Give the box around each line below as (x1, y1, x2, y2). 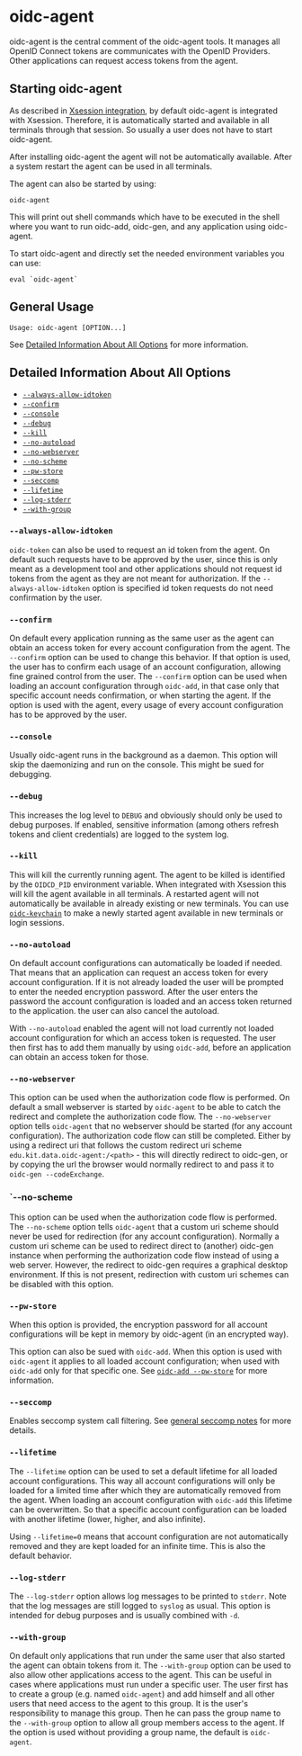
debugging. (9, 769, 52, 780)
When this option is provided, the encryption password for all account (9, 1320, 268, 1330)
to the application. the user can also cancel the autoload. (9, 1006, 220, 1017)
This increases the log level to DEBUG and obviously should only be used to (9, 810, 283, 820)
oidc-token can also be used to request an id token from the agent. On (9, 544, 271, 555)
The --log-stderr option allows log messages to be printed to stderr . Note (9, 1590, 288, 1601)
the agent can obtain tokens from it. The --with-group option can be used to (9, 1660, 292, 1671)
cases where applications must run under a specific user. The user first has (9, 1680, 289, 1690)
